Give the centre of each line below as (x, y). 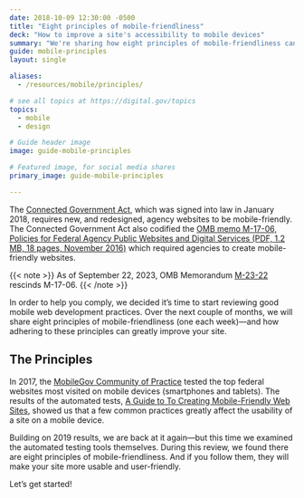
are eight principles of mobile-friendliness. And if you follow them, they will (149, 456)
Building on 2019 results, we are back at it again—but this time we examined (151, 437)
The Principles (51, 360)
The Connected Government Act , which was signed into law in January (142, 209)
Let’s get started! (41, 484)
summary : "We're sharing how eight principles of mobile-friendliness (145, 43)
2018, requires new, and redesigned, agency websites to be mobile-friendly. (151, 219)
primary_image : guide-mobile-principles (87, 176)
